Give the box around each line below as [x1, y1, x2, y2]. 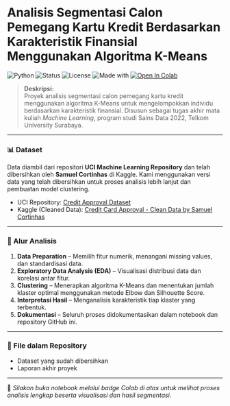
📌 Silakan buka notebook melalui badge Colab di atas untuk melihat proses [7, 383, 220, 392]
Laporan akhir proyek [16, 363, 77, 372]
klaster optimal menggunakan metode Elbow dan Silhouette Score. [16, 288, 205, 296]
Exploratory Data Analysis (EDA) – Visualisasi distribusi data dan [16, 266, 201, 275]
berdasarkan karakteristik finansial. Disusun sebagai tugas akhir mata [23, 106, 220, 115]
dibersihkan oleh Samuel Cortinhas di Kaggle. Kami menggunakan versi [7, 170, 211, 179]
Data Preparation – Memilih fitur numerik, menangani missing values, [16, 252, 213, 260]
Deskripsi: [23, 84, 54, 93]
